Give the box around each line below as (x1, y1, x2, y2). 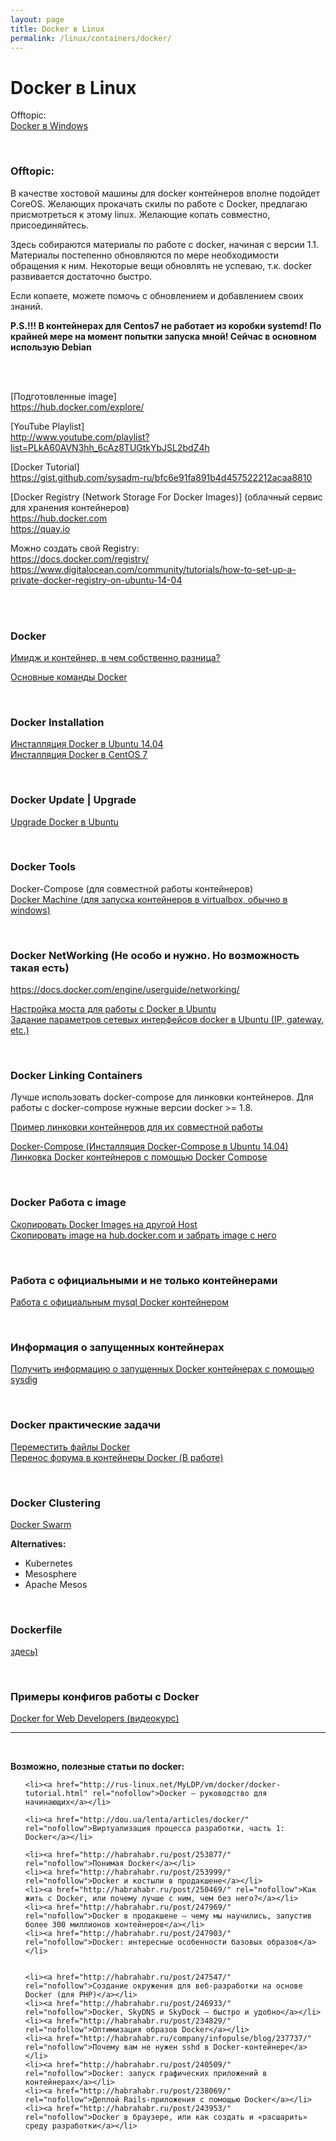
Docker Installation (10, 715, 105, 729)
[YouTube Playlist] (10, 420, 85, 432)
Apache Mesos (24, 1578, 88, 1590)
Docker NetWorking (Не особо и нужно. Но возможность (10, 948, 300, 962)
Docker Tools (10, 860, 77, 874)
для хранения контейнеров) (10, 501, 130, 513)
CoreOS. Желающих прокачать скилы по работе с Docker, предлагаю (10, 197, 308, 210)
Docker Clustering (10, 1496, 102, 1510)
